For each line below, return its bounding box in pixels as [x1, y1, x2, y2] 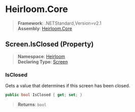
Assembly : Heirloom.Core [17, 25, 72, 31]
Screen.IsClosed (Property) [5, 40, 94, 49]
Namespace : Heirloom [17, 53, 66, 59]
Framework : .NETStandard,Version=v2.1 [17, 20, 102, 26]
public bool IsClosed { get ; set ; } [5, 92, 82, 97]
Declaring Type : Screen [17, 59, 68, 65]
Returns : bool [17, 101, 47, 107]
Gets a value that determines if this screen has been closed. [5, 83, 130, 89]
